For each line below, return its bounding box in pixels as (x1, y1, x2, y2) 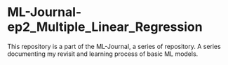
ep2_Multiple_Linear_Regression (7, 19, 203, 35)
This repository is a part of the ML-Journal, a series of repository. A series (7, 42, 221, 50)
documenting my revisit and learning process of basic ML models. (7, 50, 199, 58)
